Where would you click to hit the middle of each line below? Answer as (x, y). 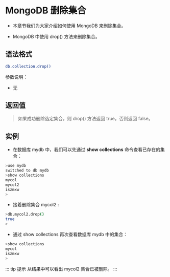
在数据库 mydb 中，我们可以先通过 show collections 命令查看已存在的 (87, 150)
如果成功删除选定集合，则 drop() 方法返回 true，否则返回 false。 (85, 119)
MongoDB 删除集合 (46, 10)
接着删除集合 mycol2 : (36, 205)
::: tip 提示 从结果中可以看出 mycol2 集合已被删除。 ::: (61, 269)
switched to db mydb (27, 171)
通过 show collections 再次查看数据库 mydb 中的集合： (70, 234)
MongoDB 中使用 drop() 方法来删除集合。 (56, 36)
